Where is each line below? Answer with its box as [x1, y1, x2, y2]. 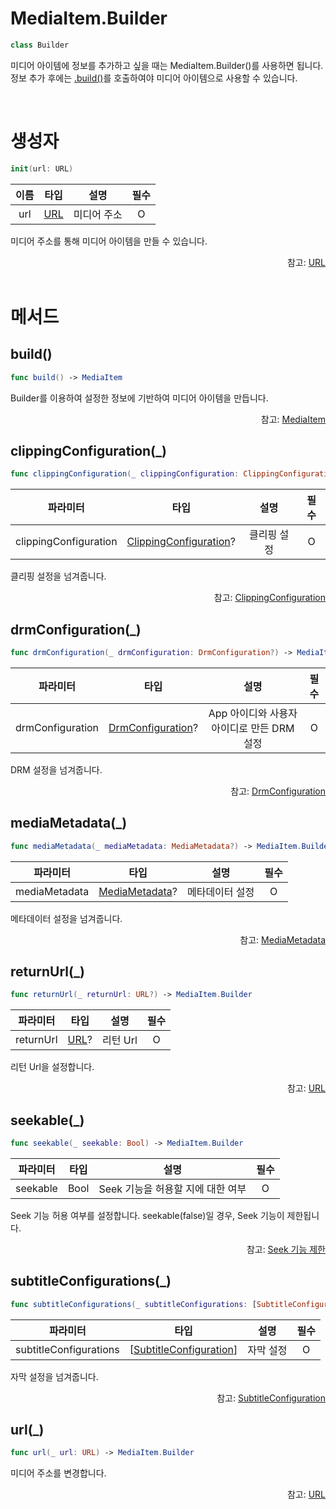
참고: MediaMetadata [239, 933, 326, 946]
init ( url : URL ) [10, 163, 74, 174]
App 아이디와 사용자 [208, 706, 298, 720]
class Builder [10, 40, 70, 50]
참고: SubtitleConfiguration [216, 1392, 326, 1404]
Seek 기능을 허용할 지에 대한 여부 [98, 1182, 247, 1196]
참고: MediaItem [260, 413, 326, 425]
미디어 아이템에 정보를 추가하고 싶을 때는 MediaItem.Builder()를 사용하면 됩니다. [10, 59, 324, 71]
